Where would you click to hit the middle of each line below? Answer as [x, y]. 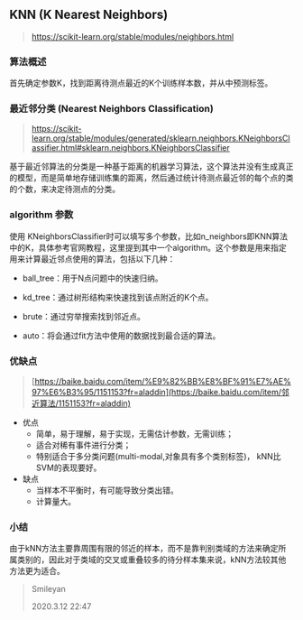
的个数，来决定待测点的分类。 [64, 190]
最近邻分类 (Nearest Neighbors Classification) [111, 109]
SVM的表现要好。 [69, 467]
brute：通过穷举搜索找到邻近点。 [84, 316]
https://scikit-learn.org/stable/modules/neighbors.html [133, 36]
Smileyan [48, 589]
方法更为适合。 [37, 571]
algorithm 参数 [41, 215]
